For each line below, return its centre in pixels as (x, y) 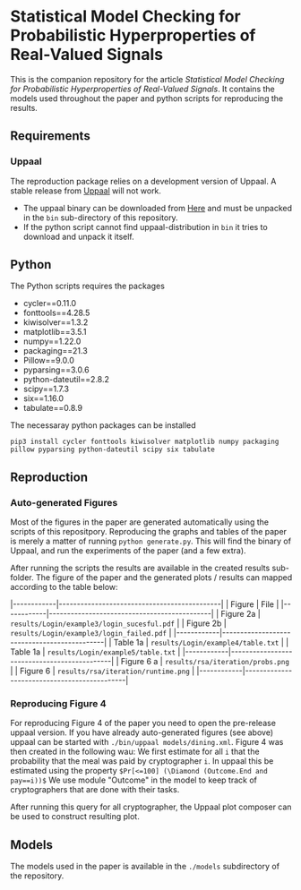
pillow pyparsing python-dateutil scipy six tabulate (113, 449)
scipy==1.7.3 (46, 389)
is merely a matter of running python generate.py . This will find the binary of (151, 541)
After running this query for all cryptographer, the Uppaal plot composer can (151, 807)
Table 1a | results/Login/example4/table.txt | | (201, 643)
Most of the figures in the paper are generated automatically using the (140, 522)
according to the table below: (64, 587)
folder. (22, 578)
